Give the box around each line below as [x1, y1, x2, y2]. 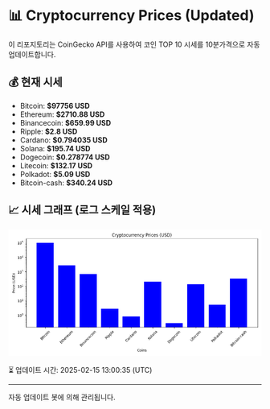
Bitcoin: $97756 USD [19, 101, 90, 110]
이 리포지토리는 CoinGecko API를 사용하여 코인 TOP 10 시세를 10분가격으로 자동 [8, 39, 260, 49]
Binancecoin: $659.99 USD [19, 118, 112, 127]
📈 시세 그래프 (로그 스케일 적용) [8, 203, 157, 217]
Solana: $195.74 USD [19, 143, 91, 153]
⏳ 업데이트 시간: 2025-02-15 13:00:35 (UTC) [8, 365, 153, 374]
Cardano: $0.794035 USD [19, 134, 108, 145]
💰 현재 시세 [8, 76, 63, 89]
